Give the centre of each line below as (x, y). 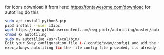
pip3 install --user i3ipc (32, 25)
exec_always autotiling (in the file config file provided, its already (81, 48)
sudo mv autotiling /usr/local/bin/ (42, 39)
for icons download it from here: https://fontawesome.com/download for (78, 7)
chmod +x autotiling (26, 34)
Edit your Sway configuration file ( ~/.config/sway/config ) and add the (81, 43)
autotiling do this (22, 12)
